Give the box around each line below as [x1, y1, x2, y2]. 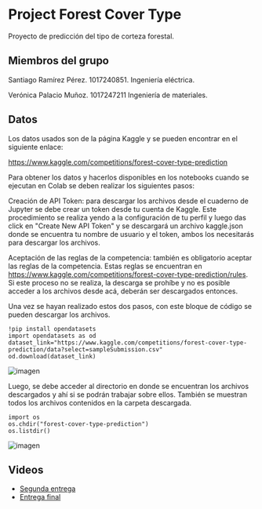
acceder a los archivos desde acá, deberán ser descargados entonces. [8, 286, 238, 296]
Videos [8, 463, 44, 476]
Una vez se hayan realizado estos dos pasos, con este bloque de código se [8, 301, 253, 311]
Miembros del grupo [8, 54, 110, 67]
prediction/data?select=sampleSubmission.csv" [8, 345, 163, 354]
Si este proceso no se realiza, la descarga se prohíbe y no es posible [8, 278, 231, 287]
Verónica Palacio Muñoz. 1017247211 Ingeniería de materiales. [8, 90, 208, 100]
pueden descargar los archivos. [8, 310, 111, 319]
